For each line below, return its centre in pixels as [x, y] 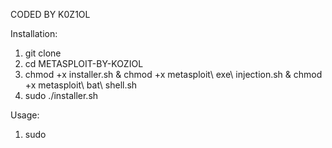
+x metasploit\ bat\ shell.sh [81, 85]
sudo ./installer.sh [61, 95]
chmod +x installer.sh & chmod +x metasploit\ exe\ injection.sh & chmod [173, 74]
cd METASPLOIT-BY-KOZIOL [84, 63]
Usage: [25, 115]
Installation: [34, 33]
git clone [43, 53]
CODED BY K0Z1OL [50, 14]
